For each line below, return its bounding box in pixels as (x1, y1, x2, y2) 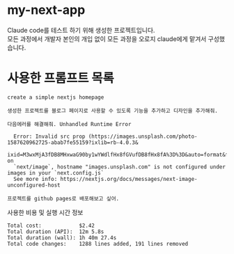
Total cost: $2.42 (7, 222, 95, 229)
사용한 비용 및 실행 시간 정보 (7, 208, 84, 216)
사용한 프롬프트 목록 (7, 70, 115, 86)
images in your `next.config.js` (7, 169, 104, 176)
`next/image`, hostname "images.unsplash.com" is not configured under (13, 163, 226, 170)
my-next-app (7, 2, 86, 18)
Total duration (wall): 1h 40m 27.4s (7, 234, 117, 241)
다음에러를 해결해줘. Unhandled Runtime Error (7, 120, 132, 127)
